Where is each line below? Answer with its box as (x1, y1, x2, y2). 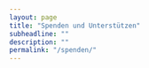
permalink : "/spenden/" (9, 46, 98, 55)
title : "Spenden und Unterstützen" (9, 21, 141, 30)
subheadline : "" (9, 29, 69, 38)
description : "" (9, 37, 69, 47)
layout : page (9, 12, 58, 22)
